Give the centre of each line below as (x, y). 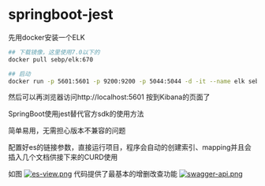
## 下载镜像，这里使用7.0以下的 (54, 52)
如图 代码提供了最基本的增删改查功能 (93, 174)
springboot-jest (61, 15)
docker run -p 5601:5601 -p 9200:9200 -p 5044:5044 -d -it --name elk (127, 81)
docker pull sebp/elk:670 (50, 60)
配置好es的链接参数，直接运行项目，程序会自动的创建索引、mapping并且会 (130, 147)
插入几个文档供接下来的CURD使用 (63, 157)
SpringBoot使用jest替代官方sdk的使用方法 (76, 114)
